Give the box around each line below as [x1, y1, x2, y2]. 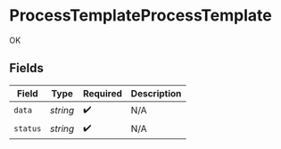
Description [130, 87, 182, 99]
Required [83, 87, 123, 99]
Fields [9, 61, 45, 76]
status [13, 124, 42, 134]
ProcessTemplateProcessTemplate [9, 5, 272, 26]
